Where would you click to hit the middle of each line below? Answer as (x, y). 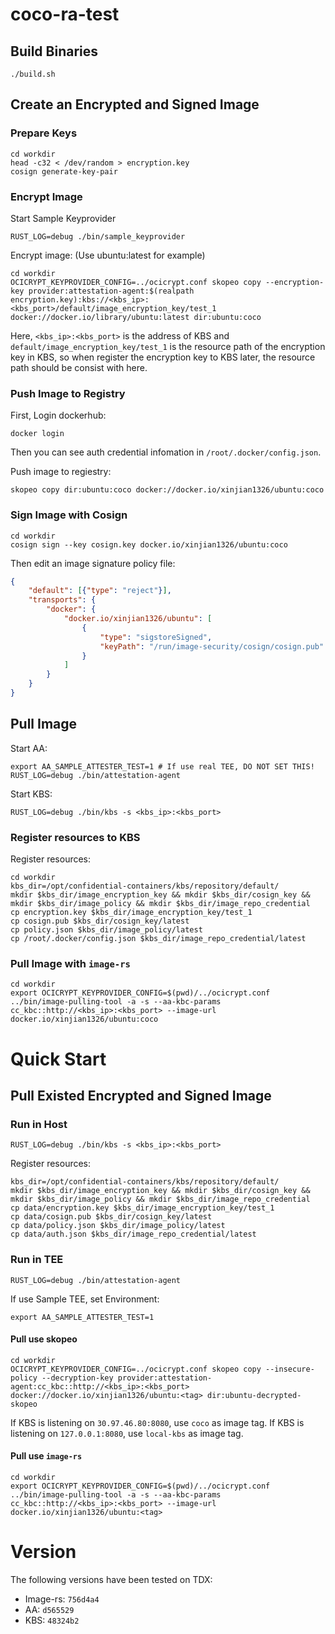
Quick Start (58, 1059)
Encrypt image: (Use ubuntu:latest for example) (108, 255)
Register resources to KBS (75, 837)
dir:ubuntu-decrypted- (254, 1395)
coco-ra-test (65, 14)
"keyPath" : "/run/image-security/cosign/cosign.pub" (212, 646)
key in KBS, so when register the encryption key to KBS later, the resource (163, 357)
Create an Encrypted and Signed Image (135, 104)
